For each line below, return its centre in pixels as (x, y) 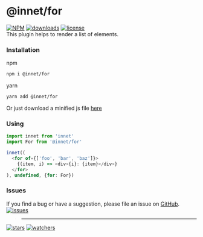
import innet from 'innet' (40, 136)
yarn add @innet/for (32, 97)
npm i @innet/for (28, 74)
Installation (23, 49)
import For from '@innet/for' (44, 142)
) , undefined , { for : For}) (40, 175)
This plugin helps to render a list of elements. (63, 34)
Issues (16, 191)
